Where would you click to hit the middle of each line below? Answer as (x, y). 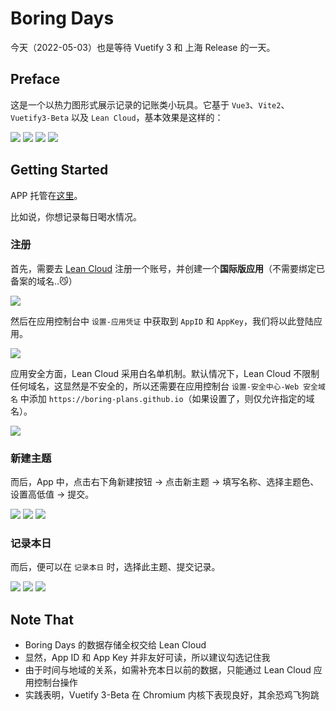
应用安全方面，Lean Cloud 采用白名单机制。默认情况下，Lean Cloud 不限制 (165, 373)
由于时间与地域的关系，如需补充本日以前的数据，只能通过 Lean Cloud (168, 670)
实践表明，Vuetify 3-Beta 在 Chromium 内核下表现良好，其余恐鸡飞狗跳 (172, 695)
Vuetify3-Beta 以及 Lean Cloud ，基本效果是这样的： (117, 117)
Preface (35, 79)
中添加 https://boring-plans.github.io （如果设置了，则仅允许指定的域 (167, 398)
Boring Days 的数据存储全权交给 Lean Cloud (115, 645)
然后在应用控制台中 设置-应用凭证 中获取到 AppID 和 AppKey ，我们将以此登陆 (162, 321)
